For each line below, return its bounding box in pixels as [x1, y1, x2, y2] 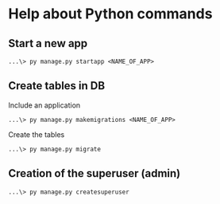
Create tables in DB [8, 79, 106, 92]
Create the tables [8, 129, 65, 139]
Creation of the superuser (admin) [8, 167, 181, 180]
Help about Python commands [8, 5, 213, 23]
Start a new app [8, 37, 88, 50]
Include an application [8, 100, 81, 110]
